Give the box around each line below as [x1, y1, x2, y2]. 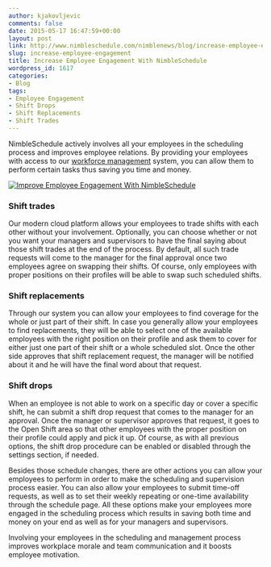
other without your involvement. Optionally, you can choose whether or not [8, 227, 257, 237]
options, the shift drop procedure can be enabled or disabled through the [8, 441, 252, 451]
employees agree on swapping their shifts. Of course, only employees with [8, 261, 257, 271]
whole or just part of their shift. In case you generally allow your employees [8, 317, 258, 327]
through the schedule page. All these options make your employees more [8, 499, 252, 509]
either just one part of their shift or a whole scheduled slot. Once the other [8, 343, 256, 352]
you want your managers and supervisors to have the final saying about [8, 236, 247, 246]
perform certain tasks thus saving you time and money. [8, 165, 192, 174]
